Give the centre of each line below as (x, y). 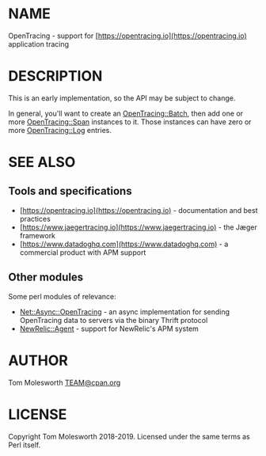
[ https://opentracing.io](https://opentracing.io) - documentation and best (139, 210)
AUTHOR (38, 360)
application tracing (39, 44)
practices (35, 218)
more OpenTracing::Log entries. (60, 130)
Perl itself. (25, 445)
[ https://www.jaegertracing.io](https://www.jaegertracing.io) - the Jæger (138, 227)
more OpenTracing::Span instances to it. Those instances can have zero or (130, 122)
